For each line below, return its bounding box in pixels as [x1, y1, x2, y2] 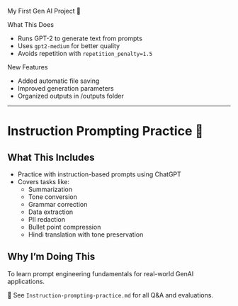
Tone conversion [28, 193, 78, 201]
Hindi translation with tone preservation [28, 230, 144, 239]
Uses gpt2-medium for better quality [17, 42, 120, 50]
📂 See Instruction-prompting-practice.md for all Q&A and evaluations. [7, 290, 214, 299]
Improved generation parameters [17, 84, 115, 92]
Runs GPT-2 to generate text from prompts [17, 34, 143, 42]
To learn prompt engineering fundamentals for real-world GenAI [7, 269, 194, 278]
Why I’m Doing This [7, 251, 96, 263]
